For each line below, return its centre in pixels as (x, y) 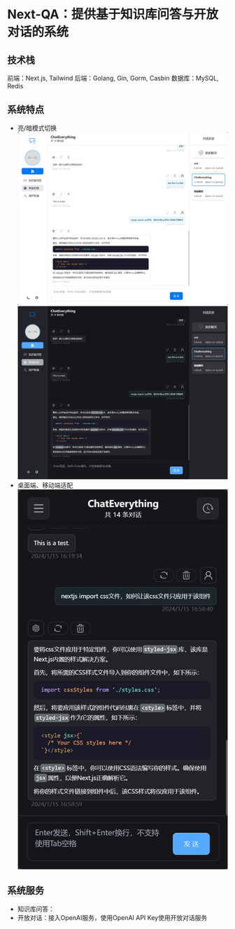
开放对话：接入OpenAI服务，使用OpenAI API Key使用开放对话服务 (112, 917)
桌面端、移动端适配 (45, 485)
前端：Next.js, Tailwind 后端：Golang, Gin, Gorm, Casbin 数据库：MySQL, (113, 78)
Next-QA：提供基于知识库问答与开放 (113, 14)
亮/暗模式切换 (37, 128)
